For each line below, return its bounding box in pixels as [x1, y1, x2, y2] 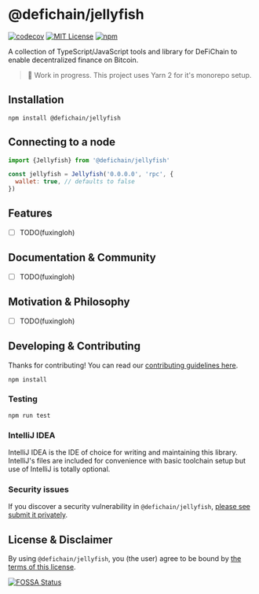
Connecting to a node [8, 135, 116, 149]
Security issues [8, 484, 69, 495]
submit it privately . [8, 510, 68, 520]
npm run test [8, 411, 51, 419]
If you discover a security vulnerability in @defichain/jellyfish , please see [8, 502, 251, 511]
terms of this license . [8, 563, 76, 572]
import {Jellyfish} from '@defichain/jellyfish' [8, 156, 170, 164]
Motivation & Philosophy [8, 295, 130, 308]
